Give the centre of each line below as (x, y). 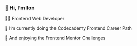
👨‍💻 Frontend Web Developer (35, 19)
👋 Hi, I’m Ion (20, 8)
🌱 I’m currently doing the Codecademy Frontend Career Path (68, 28)
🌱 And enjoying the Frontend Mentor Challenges (55, 38)
